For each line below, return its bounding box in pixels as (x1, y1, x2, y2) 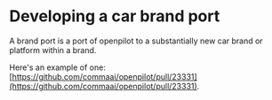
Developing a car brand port (9, 6, 220, 27)
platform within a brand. (9, 44, 97, 55)
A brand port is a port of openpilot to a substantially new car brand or (9, 35, 264, 46)
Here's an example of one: (9, 62, 107, 73)
